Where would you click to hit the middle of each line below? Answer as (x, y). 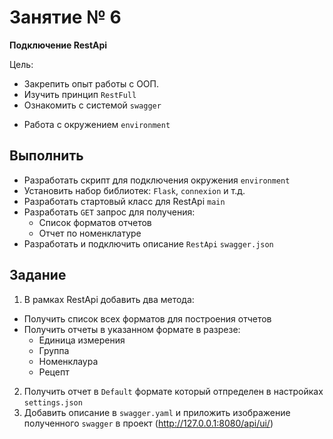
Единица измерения (82, 340)
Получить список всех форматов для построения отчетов (147, 318)
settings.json (53, 402)
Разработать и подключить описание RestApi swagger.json (148, 243)
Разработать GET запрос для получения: (109, 212)
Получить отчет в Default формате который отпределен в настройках (173, 391)
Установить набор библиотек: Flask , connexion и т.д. (134, 190)
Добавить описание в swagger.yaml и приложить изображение (157, 412)
